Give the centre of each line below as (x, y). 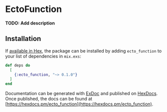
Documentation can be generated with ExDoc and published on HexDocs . (81, 93)
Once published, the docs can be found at (49, 99)
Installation (23, 39)
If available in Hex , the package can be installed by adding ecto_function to (83, 50)
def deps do (18, 65)
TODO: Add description (30, 23)
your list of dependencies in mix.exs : (43, 56)
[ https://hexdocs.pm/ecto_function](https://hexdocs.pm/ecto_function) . (79, 104)
